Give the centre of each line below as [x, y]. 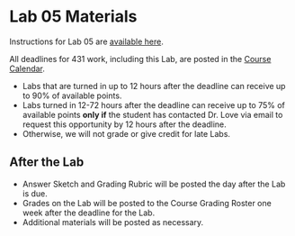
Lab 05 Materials [73, 17]
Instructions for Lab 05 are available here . [86, 41]
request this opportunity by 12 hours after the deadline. [124, 124]
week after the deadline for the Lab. [89, 213]
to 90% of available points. [72, 95]
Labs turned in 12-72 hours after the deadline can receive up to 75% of [154, 104]
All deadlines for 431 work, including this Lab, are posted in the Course [140, 59]
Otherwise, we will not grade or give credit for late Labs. [126, 133]
